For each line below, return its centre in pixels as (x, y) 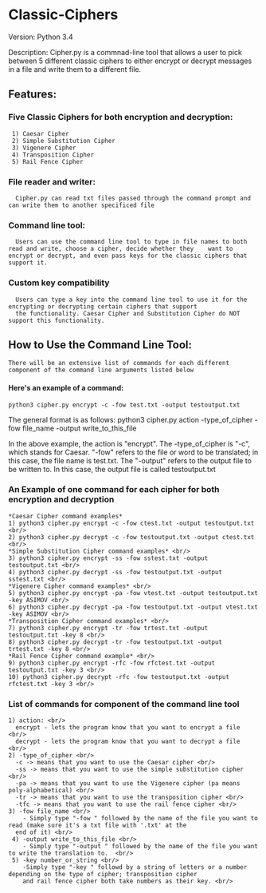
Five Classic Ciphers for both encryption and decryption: (121, 117)
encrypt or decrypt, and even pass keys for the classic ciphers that (128, 256)
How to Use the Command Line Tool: (100, 345)
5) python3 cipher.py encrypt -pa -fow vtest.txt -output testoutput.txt (133, 593)
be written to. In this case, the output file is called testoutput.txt (112, 469)
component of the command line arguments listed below (101, 370)
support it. (28, 263)
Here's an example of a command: (66, 387)
